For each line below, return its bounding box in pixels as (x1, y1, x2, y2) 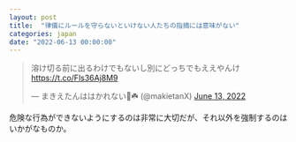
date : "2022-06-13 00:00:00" (9, 37, 117, 47)
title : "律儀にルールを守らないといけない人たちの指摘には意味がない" (9, 21, 240, 30)
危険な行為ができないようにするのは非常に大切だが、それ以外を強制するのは (9, 112, 288, 123)
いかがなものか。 (9, 123, 72, 134)
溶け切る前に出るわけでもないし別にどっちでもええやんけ (30, 63, 240, 73)
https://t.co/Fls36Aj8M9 (30, 72, 118, 84)
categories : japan (9, 29, 77, 38)
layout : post (9, 12, 57, 22)
